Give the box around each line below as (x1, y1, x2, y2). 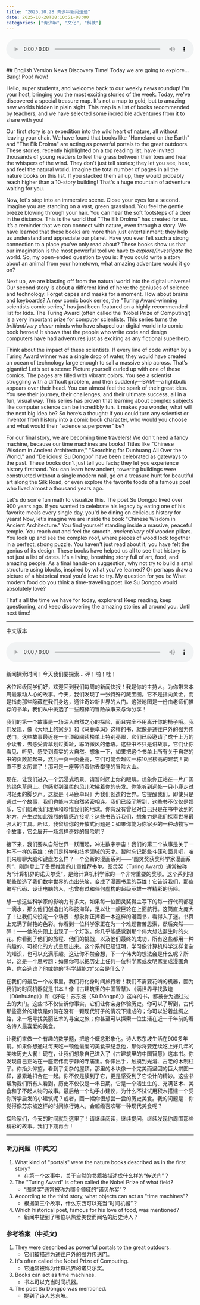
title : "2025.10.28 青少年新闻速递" (6, 8, 91, 15)
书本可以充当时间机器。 (23, 1278, 82, 1285)
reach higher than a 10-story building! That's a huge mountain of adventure (6, 178, 190, 186)
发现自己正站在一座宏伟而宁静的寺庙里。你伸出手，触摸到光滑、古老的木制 (6, 1057, 189, 1065)
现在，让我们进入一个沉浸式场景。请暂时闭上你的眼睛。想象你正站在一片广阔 (6, 776, 194, 783)
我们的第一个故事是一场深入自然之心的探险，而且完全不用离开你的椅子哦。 (6, 718, 189, 726)
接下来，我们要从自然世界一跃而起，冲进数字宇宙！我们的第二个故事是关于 (6, 841, 189, 848)
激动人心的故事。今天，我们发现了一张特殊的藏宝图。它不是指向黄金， (16, 690, 189, 698)
